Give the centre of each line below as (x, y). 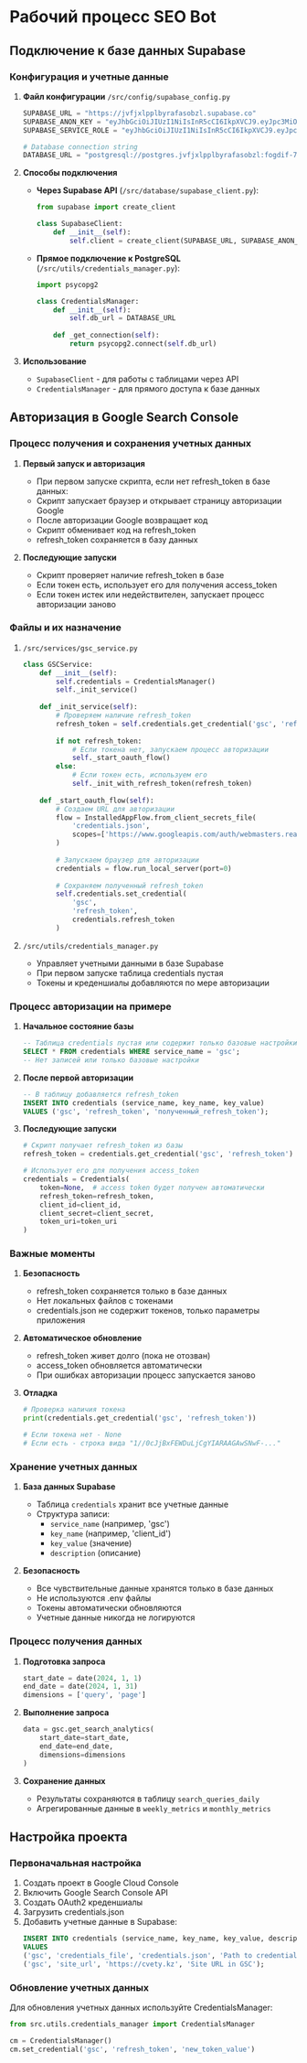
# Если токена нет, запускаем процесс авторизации (170, 749)
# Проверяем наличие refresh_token (124, 715)
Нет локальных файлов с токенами (105, 1301)
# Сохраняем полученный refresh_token (130, 886)
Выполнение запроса (66, 1713)
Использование (54, 361)
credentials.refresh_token (123, 920)
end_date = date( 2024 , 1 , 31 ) (80, 1687)
